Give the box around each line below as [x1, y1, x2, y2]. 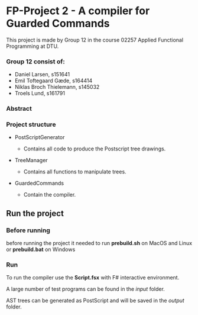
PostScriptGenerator [14, 134, 65, 141]
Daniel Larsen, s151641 [14, 71, 70, 78]
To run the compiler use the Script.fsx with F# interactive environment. [6, 274, 180, 281]
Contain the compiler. [23, 191, 76, 198]
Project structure [6, 120, 56, 128]
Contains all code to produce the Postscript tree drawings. [23, 145, 166, 152]
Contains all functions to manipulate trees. [23, 168, 126, 175]
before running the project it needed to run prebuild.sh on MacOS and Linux [6, 240, 193, 247]
